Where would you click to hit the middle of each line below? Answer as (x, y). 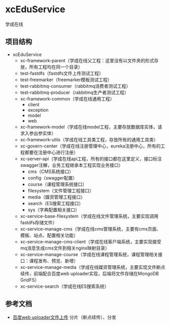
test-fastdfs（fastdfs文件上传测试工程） (62, 73)
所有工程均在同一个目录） (56, 67)
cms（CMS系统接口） (50, 171)
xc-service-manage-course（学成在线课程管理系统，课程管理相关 (89, 254)
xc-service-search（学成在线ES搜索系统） (64, 286)
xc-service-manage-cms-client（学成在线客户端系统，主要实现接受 (91, 241)
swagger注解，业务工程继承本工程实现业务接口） (72, 165)
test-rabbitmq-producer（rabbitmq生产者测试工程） (75, 92)
